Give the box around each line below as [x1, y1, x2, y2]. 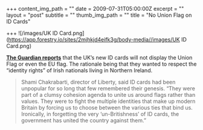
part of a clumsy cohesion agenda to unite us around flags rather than [21, 91, 196, 98]
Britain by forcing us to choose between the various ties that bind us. [21, 104, 193, 111]
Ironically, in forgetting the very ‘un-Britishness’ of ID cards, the [21, 111, 179, 117]
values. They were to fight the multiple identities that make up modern [21, 97, 196, 105]
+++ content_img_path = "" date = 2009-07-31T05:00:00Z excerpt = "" [6, 5, 184, 12]
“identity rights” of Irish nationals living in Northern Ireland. [6, 67, 153, 74]
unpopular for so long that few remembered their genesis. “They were [21, 85, 195, 92]
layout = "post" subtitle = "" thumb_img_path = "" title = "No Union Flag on [6, 11, 192, 19]
